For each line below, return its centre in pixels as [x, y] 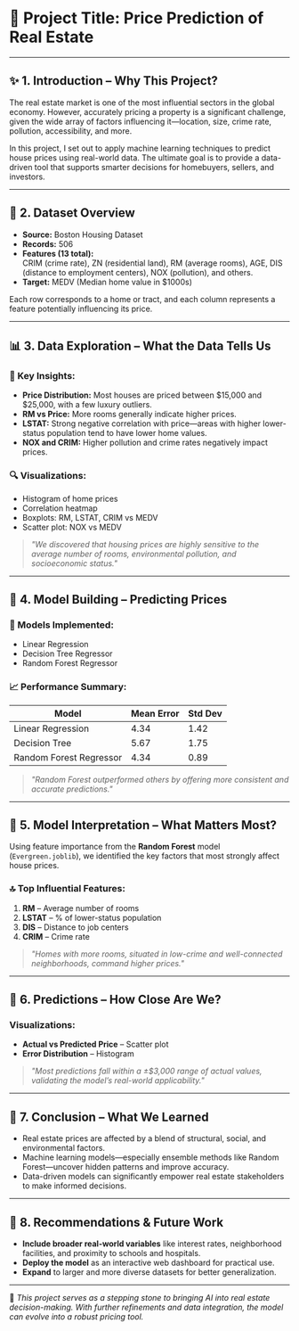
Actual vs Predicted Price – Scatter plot [95, 1044]
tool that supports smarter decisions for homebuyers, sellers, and [154, 167]
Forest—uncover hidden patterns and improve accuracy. [125, 1167]
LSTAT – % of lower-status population [92, 917]
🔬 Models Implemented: [61, 625]
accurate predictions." [72, 789]
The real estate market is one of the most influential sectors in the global [142, 103]
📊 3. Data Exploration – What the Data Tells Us [140, 345]
